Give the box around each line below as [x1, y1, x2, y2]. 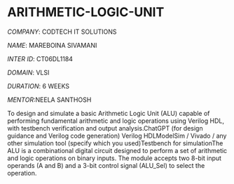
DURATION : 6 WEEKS [7, 81, 70, 90]
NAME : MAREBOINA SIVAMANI [7, 41, 97, 49]
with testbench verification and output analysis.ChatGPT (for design [7, 124, 203, 132]
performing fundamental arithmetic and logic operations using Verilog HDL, [7, 117, 224, 125]
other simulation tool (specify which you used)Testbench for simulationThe [7, 138, 223, 147]
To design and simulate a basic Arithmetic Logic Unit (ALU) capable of [7, 109, 210, 117]
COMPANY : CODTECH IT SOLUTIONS [7, 27, 117, 36]
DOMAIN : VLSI [7, 68, 50, 77]
